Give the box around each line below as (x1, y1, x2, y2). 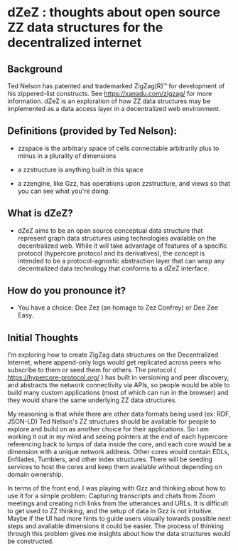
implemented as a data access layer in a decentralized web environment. (7, 105, 221, 112)
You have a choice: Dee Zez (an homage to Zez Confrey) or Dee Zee (17, 303, 219, 312)
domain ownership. (7, 471, 64, 479)
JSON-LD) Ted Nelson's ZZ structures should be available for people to (7, 417, 217, 426)
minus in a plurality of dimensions (17, 151, 117, 160)
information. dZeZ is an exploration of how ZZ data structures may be (7, 97, 211, 105)
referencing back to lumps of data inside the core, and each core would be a (7, 440, 232, 448)
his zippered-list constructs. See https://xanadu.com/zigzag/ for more (7, 90, 212, 98)
